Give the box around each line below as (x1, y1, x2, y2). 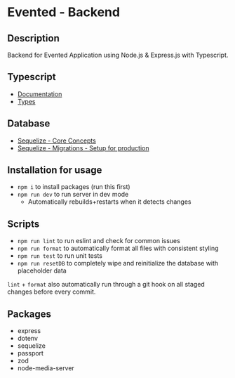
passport (17, 349, 44, 358)
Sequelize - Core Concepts (17, 136, 96, 145)
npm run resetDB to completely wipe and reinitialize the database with (17, 259, 219, 268)
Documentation (17, 89, 62, 98)
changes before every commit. (7, 287, 96, 296)
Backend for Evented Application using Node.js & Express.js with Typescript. (7, 51, 229, 59)
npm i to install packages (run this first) (17, 183, 131, 191)
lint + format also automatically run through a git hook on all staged (7, 280, 205, 289)
